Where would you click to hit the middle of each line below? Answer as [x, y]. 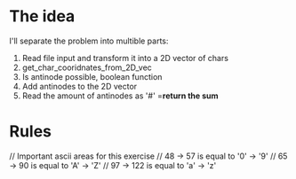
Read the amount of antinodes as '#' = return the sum [120, 96]
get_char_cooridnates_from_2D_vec [87, 67]
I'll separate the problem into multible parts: [89, 41]
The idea [42, 16]
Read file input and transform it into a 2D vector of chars [125, 58]
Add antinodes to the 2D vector [80, 86]
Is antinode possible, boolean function [92, 76]
